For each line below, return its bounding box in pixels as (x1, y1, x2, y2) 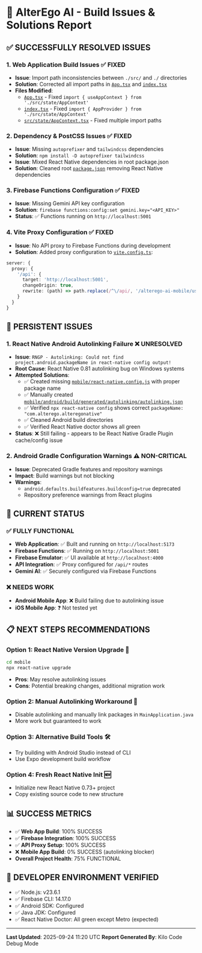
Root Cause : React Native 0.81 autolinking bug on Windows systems (14, 365, 185, 372)
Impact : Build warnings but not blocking (14, 472, 115, 479)
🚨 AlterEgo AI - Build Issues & (6, 5, 155, 19)
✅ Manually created (23, 391, 73, 398)
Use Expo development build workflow (14, 755, 111, 762)
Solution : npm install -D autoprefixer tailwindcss (14, 152, 145, 159)
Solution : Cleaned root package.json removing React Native (14, 165, 164, 172)
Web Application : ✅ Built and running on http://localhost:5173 (14, 540, 175, 548)
